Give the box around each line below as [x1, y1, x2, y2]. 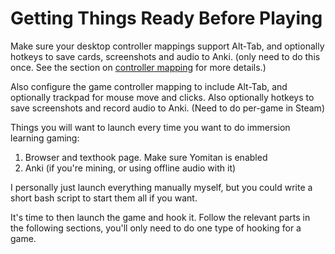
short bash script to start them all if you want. [10, 192, 198, 204]
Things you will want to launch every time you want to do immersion [10, 121, 291, 133]
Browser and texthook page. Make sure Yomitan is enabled [24, 151, 268, 163]
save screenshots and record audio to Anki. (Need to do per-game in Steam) [10, 102, 325, 114]
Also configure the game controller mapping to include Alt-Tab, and [10, 80, 288, 92]
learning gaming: [10, 132, 80, 144]
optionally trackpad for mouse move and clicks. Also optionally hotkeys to [10, 91, 315, 103]
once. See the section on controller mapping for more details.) [10, 61, 267, 73]
